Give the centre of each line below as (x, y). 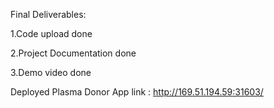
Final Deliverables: (48, 14)
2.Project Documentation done (73, 53)
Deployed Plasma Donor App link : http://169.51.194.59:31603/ (137, 92)
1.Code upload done (51, 33)
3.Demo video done (51, 72)
